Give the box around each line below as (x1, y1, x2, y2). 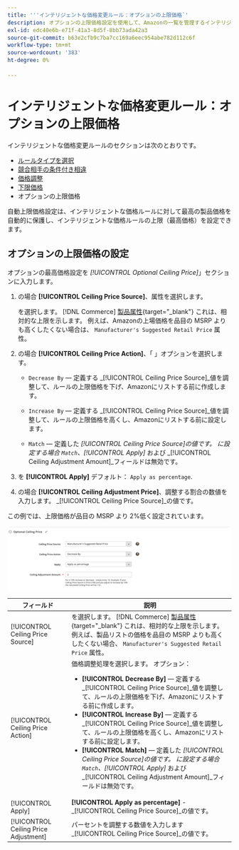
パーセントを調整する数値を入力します (70, 821, 184, 829)
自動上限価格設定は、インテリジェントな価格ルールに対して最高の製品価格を (7, 207, 232, 216)
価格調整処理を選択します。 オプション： (70, 659, 191, 668)
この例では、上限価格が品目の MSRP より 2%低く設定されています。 (7, 511, 208, 520)
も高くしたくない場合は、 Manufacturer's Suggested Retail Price (17, 325, 213, 333)
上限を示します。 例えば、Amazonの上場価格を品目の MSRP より (36, 316, 226, 325)
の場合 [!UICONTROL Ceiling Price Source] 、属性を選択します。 (17, 292, 208, 300)
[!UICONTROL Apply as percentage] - (70, 798, 186, 806)
